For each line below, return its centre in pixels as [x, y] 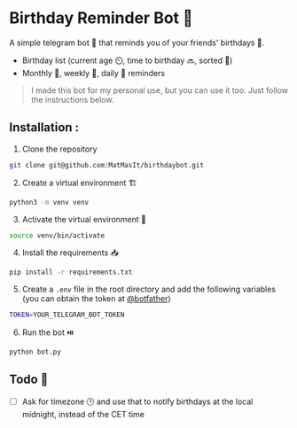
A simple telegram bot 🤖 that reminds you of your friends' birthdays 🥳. [137, 43]
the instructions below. [72, 99]
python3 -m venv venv [49, 202]
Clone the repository [59, 149]
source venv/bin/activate [57, 235]
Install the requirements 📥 [70, 253]
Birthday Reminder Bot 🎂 [101, 18]
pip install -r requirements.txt [71, 272]
